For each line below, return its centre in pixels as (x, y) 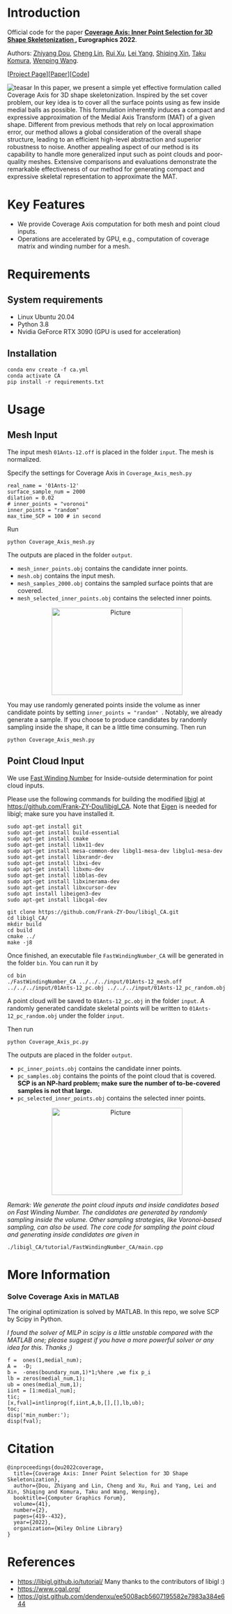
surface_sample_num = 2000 (46, 492)
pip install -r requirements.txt (56, 382)
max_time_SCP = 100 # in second (54, 516)
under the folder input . (92, 1016)
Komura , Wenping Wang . (43, 60)
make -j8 (20, 942)
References (41, 1562)
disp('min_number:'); (39, 1415)
